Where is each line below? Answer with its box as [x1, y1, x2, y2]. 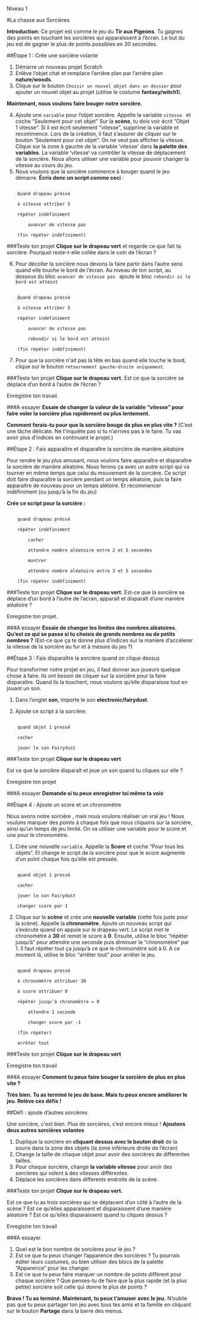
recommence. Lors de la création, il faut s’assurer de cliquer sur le [15, 130, 177, 137]
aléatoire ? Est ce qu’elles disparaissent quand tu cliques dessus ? [6, 1211, 168, 1218]
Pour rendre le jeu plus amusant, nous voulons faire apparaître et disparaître [6, 457, 192, 463]
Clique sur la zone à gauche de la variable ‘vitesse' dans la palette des [15, 143, 188, 150]
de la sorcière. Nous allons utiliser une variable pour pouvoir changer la [15, 155, 190, 162]
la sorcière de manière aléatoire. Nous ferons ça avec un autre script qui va [6, 463, 190, 470]
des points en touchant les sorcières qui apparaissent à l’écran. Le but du [6, 34, 185, 41]
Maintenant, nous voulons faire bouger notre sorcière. [6, 100, 142, 107]
